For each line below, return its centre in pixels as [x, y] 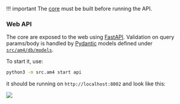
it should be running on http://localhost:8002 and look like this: [86, 84]
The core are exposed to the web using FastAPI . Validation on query [90, 37]
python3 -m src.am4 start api [44, 72]
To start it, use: [25, 62]
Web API [19, 24]
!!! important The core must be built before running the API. [79, 9]
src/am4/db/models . [30, 50]
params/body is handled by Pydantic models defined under [79, 44]
